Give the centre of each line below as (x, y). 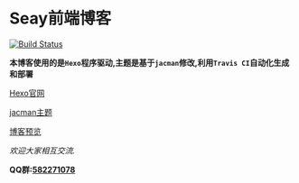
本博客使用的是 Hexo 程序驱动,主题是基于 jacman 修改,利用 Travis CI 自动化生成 (149, 62)
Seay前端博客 (60, 18)
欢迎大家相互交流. (42, 151)
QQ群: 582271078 (42, 169)
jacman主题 (31, 112)
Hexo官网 (27, 93)
